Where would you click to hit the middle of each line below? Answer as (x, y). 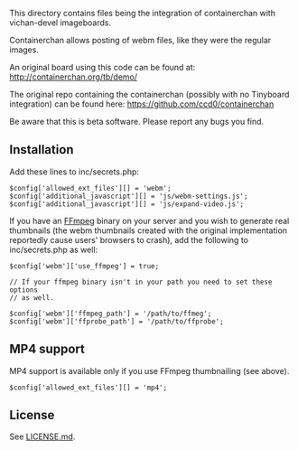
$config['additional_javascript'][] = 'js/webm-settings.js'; (129, 196)
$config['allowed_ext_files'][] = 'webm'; (90, 188)
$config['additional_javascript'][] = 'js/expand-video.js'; (127, 204)
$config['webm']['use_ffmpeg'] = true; (84, 266)
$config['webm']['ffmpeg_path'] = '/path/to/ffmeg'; (111, 314)
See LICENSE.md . (42, 436)
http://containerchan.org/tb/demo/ (74, 77)
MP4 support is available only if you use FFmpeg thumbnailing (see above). (149, 370)
